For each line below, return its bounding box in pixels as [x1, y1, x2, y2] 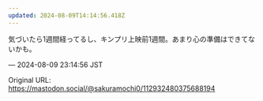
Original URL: [8, 75, 51, 84]
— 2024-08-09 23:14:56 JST [8, 60, 103, 69]
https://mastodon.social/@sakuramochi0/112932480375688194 [8, 84, 216, 93]
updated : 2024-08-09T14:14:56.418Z [8, 11, 126, 20]
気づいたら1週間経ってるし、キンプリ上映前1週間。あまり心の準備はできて [8, 34, 249, 43]
